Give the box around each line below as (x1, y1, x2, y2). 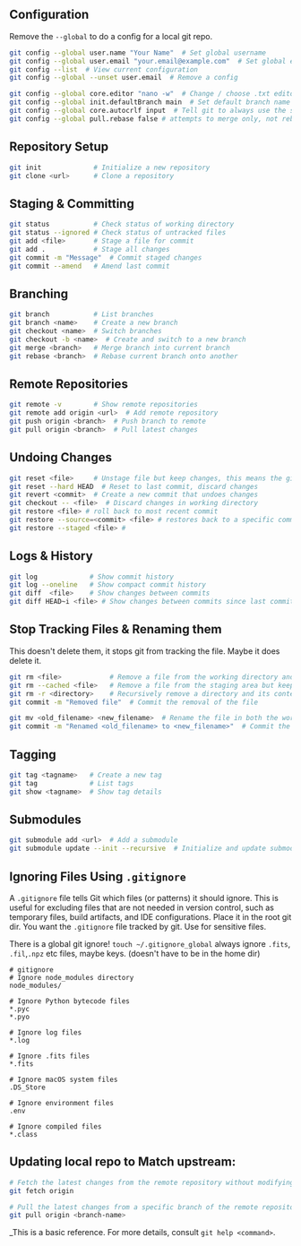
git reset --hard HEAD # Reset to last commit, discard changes (9, 482, 258, 491)
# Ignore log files (9, 1027, 82, 1037)
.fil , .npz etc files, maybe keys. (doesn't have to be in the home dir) (9, 948, 261, 958)
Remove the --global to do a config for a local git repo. (9, 30, 213, 41)
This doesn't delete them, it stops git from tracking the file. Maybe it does (9, 645, 280, 657)
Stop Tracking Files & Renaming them (9, 622, 222, 637)
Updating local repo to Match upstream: (9, 1155, 236, 1170)
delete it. (9, 655, 42, 666)
